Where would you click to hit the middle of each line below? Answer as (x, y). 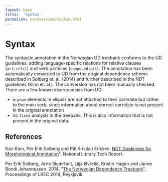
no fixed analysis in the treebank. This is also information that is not (82, 115)
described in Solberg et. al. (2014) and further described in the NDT (75, 79)
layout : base (19, 10)
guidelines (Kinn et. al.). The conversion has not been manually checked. (80, 84)
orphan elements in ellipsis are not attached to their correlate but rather (86, 100)
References (24, 137)
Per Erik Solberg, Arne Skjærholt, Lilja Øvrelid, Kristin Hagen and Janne (79, 164)
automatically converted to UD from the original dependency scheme (76, 74)
